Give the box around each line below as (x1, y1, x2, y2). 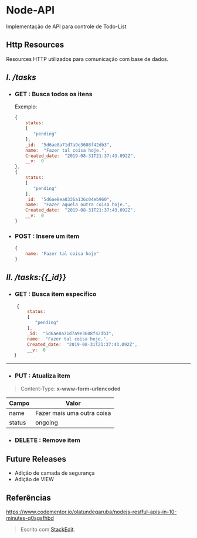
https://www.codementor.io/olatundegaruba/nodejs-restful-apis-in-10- (6, 508, 177, 516)
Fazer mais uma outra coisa (35, 408, 111, 417)
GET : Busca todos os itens (14, 90, 93, 98)
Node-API (6, 4, 55, 17)
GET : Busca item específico (14, 290, 97, 298)
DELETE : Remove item (14, 436, 80, 444)
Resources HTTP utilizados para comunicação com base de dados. (6, 55, 169, 62)
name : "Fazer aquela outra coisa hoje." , (25, 202, 131, 208)
